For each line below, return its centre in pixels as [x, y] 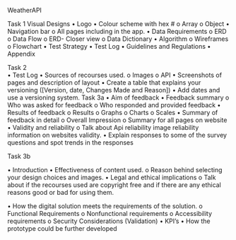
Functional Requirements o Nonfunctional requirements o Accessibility [110, 214]
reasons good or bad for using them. [61, 192]
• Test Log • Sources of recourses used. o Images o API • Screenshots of [115, 75]
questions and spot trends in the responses [71, 143]
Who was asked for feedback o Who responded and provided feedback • [114, 105]
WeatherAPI [25, 10]
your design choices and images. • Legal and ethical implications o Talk [112, 177]
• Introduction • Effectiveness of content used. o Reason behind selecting [115, 170]
